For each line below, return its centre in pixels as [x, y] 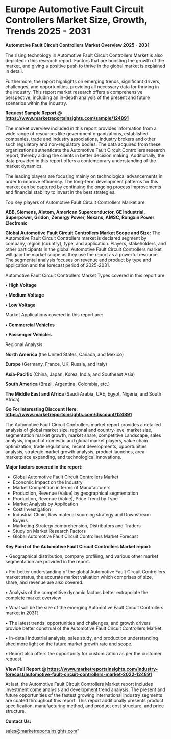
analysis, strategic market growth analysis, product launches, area [75, 451]
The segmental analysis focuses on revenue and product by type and [78, 260]
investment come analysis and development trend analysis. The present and [86, 689]
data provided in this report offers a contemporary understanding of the [81, 161]
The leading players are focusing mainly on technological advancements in [84, 176]
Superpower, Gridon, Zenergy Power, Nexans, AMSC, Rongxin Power [80, 217]
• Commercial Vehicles [30, 325]
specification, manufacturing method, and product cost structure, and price [85, 706]
